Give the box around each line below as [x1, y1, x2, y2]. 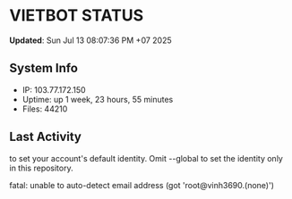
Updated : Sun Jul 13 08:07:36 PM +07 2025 [9, 35, 172, 46]
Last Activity [9, 129, 82, 145]
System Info [9, 61, 79, 76]
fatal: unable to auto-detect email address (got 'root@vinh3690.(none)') [9, 179, 275, 190]
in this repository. [9, 162, 73, 173]
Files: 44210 [21, 104, 68, 114]
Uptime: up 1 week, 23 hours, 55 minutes [21, 94, 174, 104]
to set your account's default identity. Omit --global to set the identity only [9, 153, 284, 163]
